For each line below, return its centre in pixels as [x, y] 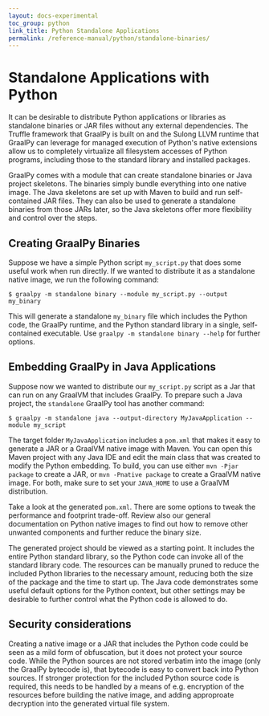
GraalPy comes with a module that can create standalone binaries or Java [130, 175]
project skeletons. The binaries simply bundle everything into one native [128, 184]
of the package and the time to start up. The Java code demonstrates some [133, 582]
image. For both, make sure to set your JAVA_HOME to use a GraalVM [119, 482]
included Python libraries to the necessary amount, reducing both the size [131, 573]
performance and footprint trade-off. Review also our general [110, 515]
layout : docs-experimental [53, 16]
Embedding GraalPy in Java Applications [112, 367]
